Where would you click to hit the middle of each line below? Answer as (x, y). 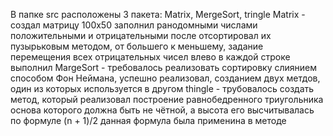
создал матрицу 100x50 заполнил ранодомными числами (134, 25)
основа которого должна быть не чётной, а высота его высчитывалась (162, 110)
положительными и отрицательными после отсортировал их (141, 35)
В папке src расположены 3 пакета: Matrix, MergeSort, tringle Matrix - (158, 14)
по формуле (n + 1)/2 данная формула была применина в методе (148, 120)
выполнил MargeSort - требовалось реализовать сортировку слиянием (164, 67)
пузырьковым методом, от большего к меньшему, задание (137, 46)
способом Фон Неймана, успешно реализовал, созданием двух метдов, (165, 78)
